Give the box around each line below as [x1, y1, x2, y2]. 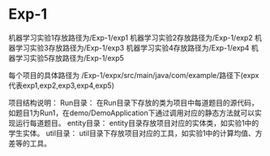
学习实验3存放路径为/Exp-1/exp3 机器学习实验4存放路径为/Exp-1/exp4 [15, 42, 250, 53]
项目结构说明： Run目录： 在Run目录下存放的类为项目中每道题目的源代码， [8, 97, 259, 107]
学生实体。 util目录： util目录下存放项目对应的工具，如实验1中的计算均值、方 [8, 128, 263, 138]
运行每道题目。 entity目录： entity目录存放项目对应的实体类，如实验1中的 [15, 118, 259, 128]
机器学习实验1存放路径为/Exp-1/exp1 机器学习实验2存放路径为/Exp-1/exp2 [8, 32, 253, 42]
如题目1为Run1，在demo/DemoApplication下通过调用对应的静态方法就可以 [8, 107, 255, 118]
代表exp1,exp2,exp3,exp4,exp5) [8, 80, 115, 90]
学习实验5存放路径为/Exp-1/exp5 [15, 53, 124, 63]
